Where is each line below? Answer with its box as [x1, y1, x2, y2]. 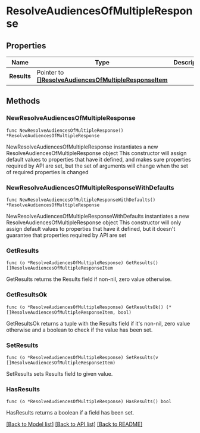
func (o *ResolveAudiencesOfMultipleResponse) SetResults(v [6, 354, 159, 360]
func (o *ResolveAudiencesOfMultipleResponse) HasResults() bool [6, 398, 171, 405]
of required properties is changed [6, 168, 89, 175]
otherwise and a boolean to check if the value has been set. [6, 326, 153, 333]
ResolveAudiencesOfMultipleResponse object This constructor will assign [6, 149, 187, 156]
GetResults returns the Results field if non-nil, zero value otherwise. [6, 276, 172, 283]
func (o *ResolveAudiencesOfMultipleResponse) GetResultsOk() [6, 304, 164, 310]
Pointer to [36, 69, 64, 76]
